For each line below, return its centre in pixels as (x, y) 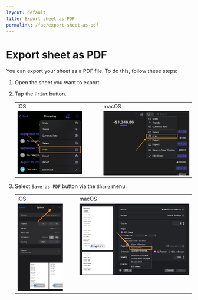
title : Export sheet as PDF (41, 19)
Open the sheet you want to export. (58, 83)
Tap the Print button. (40, 94)
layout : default (26, 12)
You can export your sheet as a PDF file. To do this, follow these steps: (92, 71)
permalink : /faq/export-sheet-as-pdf (52, 25)
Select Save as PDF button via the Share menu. (70, 186)
